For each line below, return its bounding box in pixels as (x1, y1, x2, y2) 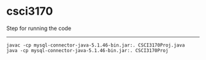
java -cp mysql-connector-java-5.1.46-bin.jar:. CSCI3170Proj (6, 47, 169, 53)
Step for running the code (6, 24, 72, 32)
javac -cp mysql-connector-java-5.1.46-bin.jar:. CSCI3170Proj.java (6, 42, 185, 48)
